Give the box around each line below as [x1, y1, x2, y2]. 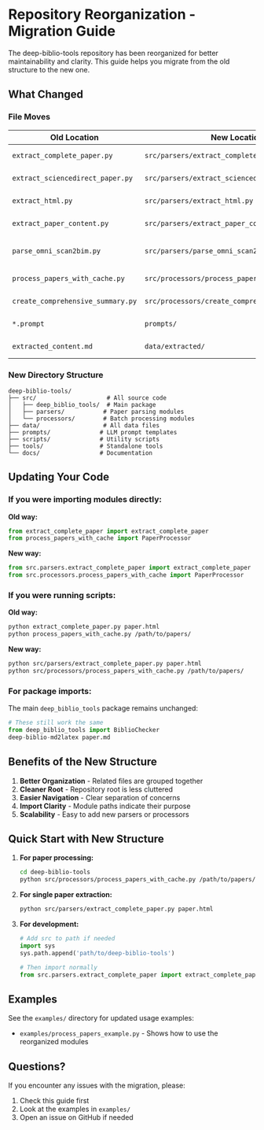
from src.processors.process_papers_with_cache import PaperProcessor [8, 571, 244, 579]
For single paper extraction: [19, 890, 112, 899]
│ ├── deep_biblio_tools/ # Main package [8, 401, 156, 408]
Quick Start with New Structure [8, 833, 165, 846]
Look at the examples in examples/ [19, 1104, 131, 1114]
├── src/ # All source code [8, 393, 167, 402]
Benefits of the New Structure [8, 755, 157, 769]
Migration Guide [8, 22, 116, 40]
